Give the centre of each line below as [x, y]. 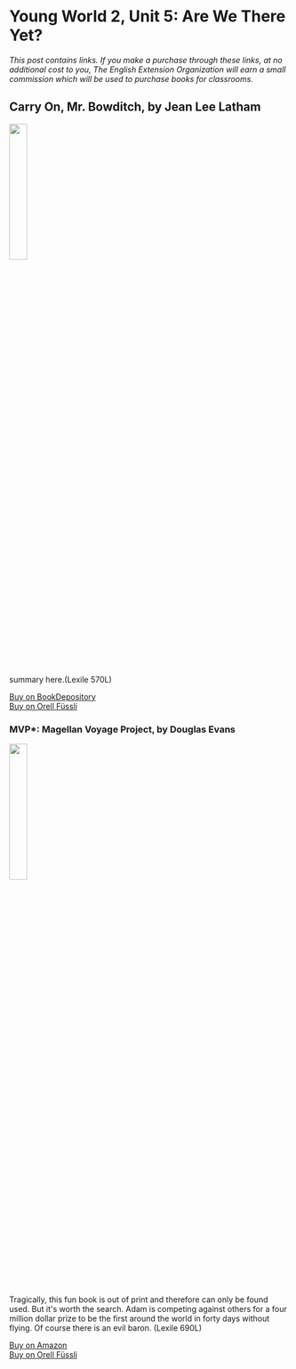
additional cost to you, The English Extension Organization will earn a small [148, 70]
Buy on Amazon [38, 1345]
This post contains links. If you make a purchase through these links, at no [146, 60]
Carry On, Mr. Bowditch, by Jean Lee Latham [135, 107]
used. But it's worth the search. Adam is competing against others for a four [148, 1309]
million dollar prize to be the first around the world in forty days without [139, 1319]
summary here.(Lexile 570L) [61, 679]
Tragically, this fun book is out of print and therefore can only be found [139, 1299]
